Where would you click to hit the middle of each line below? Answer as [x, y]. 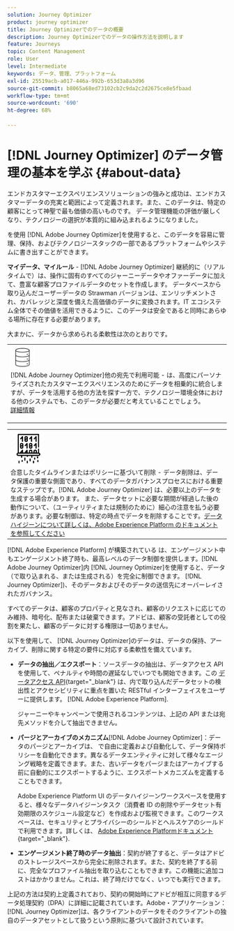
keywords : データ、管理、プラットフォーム [62, 73]
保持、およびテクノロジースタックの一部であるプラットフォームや [113, 243]
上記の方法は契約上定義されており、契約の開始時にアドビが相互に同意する [114, 894]
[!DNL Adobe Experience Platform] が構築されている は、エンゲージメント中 [116, 550]
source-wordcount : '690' [43, 103]
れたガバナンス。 [32, 594]
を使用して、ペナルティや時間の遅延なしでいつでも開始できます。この [117, 673]
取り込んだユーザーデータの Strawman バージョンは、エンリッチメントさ [112, 292]
